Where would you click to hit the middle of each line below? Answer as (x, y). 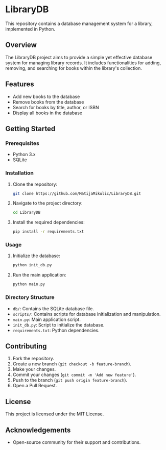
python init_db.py (32, 265)
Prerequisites (22, 143)
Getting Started (30, 129)
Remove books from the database (48, 102)
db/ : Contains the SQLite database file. (53, 308)
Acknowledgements (38, 430)
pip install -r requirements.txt (48, 232)
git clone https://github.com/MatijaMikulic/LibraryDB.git (77, 193)
